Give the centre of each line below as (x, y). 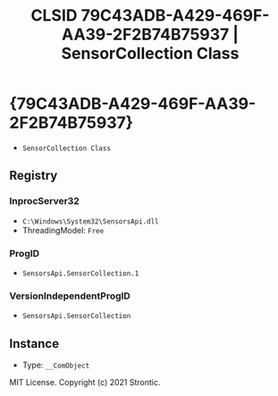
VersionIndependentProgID (70, 296)
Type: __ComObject (56, 365)
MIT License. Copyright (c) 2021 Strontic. (85, 383)
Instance (34, 344)
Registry (34, 176)
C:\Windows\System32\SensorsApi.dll (90, 221)
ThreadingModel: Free (63, 230)
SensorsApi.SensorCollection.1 (80, 274)
